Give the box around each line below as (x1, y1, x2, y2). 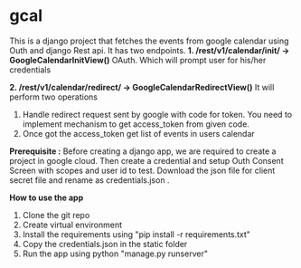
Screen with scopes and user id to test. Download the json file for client (9, 165, 276, 176)
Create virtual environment (22, 219, 123, 230)
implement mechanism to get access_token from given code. (22, 119, 250, 129)
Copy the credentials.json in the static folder (22, 238, 188, 249)
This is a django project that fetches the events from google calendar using (9, 35, 289, 46)
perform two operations (9, 91, 98, 102)
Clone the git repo (22, 209, 90, 220)
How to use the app (9, 192, 84, 203)
